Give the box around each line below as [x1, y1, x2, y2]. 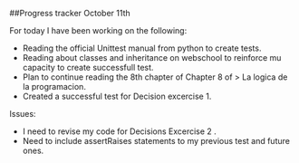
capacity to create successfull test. [22, 62, 154, 72]
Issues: [9, 109, 36, 119]
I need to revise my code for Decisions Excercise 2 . [22, 126, 217, 137]
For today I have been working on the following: [9, 25, 188, 35]
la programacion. [22, 81, 86, 91]
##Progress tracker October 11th [9, 8, 130, 18]
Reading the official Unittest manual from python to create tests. [22, 43, 262, 53]
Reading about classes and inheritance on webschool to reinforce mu [22, 53, 282, 62]
